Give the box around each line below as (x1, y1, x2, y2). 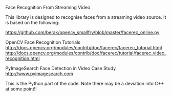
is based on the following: (5, 20, 60, 25)
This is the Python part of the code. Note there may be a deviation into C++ (5, 81, 164, 86)
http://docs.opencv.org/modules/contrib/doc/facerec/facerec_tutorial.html (5, 45, 162, 50)
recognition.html (5, 55, 40, 61)
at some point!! (5, 86, 37, 92)
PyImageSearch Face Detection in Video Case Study (5, 66, 116, 71)
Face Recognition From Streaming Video (5, 5, 91, 10)
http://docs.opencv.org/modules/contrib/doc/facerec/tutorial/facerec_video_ (5, 50, 167, 56)
